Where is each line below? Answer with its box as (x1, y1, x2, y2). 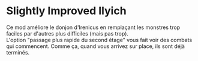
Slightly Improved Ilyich (6, 4, 127, 18)
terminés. (6, 49, 30, 56)
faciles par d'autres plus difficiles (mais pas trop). (6, 30, 129, 37)
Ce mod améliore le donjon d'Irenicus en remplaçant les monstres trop (6, 24, 181, 31)
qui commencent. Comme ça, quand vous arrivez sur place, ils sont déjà (6, 43, 185, 50)
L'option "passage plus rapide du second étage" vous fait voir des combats (6, 36, 193, 43)
